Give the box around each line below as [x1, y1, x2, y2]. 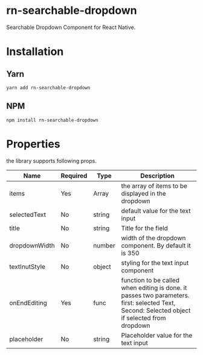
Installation [6, 45, 64, 59]
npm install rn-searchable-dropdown [6, 117, 98, 123]
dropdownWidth [9, 241, 56, 249]
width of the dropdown [121, 234, 186, 242]
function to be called [121, 276, 180, 284]
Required [60, 171, 88, 180]
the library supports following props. [6, 157, 97, 164]
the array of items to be [121, 182, 187, 190]
